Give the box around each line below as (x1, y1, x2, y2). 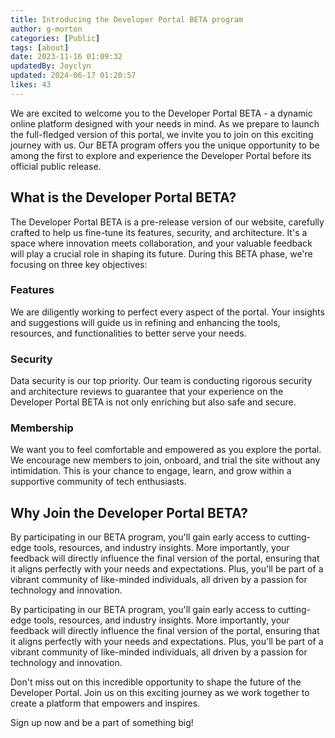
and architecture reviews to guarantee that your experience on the (10, 386, 284, 398)
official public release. (10, 160, 102, 172)
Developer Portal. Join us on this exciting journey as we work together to (10, 687, 310, 699)
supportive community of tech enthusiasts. (10, 476, 187, 488)
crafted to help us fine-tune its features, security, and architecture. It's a (10, 226, 308, 238)
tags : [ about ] (10, 42, 70, 53)
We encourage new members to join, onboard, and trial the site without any (10, 454, 321, 466)
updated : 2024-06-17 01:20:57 (10, 71, 137, 81)
